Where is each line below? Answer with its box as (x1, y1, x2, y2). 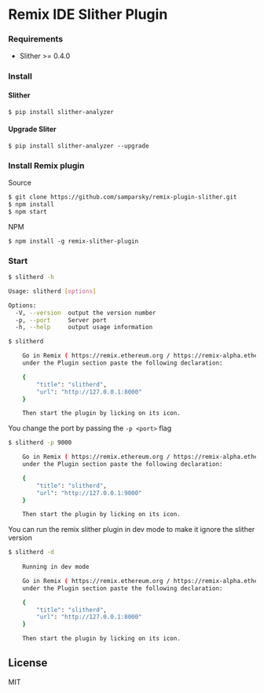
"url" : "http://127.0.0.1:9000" (36, 489, 143, 497)
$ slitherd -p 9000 (8, 438, 72, 447)
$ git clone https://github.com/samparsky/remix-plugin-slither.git (8, 193, 237, 201)
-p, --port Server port (15, 316, 108, 324)
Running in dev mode (22, 563, 90, 571)
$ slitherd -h (8, 273, 55, 281)
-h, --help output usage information (15, 324, 153, 332)
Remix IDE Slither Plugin (8, 5, 168, 24)
